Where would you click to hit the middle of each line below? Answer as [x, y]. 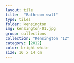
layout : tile [19, 10]
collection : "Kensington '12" [38, 39]
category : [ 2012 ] [24, 43]
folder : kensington [26, 24]
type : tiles [18, 19]
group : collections [26, 34]
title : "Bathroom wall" [32, 15]
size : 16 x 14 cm [24, 52]
